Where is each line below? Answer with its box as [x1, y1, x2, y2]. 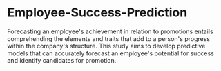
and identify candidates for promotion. [7, 56, 117, 64]
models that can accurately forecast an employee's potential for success [7, 49, 214, 57]
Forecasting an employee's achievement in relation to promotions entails [7, 27, 213, 35]
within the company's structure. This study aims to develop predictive [7, 42, 206, 50]
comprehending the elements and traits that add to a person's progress [7, 34, 211, 42]
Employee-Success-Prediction [7, 5, 188, 20]
